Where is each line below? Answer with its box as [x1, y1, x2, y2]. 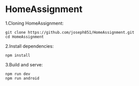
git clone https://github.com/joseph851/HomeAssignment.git [5, 30, 135, 35]
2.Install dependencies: [5, 43, 54, 49]
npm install [5, 53, 30, 58]
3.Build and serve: [5, 61, 43, 67]
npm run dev [5, 71, 30, 76]
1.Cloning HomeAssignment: [5, 20, 64, 26]
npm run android [5, 75, 39, 81]
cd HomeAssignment [5, 34, 44, 39]
